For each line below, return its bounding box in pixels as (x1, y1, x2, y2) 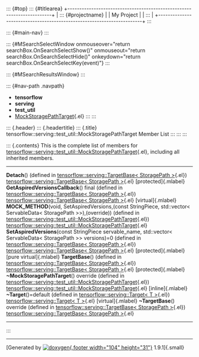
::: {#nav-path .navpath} (6, 82, 65, 89)
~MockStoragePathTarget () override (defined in (6, 272, 124, 279)
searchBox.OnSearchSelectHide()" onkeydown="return (6, 53, 141, 60)
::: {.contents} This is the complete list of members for (6, 142, 138, 149)
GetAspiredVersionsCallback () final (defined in (6, 184, 123, 191)
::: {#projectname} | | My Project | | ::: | (59, 11, 154, 18)
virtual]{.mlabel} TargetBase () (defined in (20, 253, 122, 260)
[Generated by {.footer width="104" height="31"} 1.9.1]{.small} (6, 344, 185, 351)
